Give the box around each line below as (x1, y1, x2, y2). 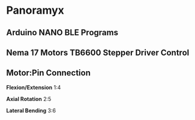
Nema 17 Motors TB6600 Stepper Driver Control (6, 47, 190, 57)
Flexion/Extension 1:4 (6, 84, 61, 91)
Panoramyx (6, 4, 65, 17)
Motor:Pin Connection (6, 68, 91, 78)
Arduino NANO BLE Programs (6, 27, 119, 38)
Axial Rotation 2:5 (6, 95, 52, 102)
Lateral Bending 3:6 (6, 107, 56, 114)
